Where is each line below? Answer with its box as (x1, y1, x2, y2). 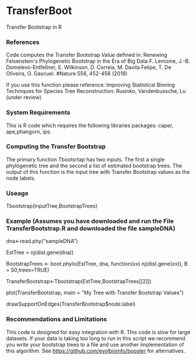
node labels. (6, 174, 36, 181)
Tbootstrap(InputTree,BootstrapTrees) (6, 203, 98, 210)
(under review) (6, 94, 42, 101)
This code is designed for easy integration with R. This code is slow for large (6, 328, 191, 335)
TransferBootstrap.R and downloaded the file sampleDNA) (6, 224, 176, 232)
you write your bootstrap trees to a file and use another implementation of (6, 341, 184, 348)
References (6, 38, 40, 46)
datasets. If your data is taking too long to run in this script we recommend (6, 335, 185, 342)
